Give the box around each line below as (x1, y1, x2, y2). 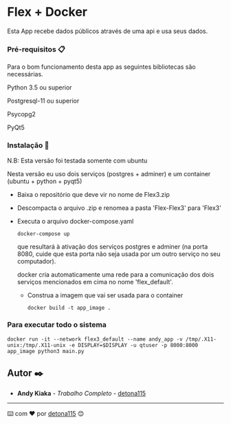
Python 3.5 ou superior (7, 83, 72, 92)
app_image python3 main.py (7, 348, 85, 354)
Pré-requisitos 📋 (7, 44, 65, 54)
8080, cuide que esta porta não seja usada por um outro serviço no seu (16, 249, 221, 258)
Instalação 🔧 (7, 140, 49, 150)
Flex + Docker (7, 4, 88, 20)
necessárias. (7, 70, 43, 78)
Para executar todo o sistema (7, 320, 107, 330)
